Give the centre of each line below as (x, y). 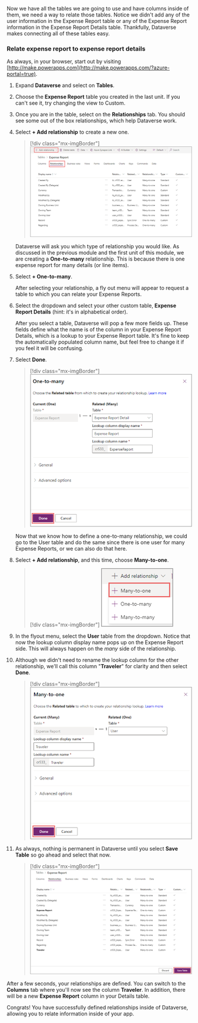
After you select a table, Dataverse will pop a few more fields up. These (102, 323)
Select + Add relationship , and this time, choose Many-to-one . (92, 560)
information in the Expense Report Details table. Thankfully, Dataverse (92, 27)
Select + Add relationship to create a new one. (72, 132)
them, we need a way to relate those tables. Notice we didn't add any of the (98, 15)
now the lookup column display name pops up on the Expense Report (99, 642)
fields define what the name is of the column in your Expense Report (98, 329)
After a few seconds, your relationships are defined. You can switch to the (96, 984)
